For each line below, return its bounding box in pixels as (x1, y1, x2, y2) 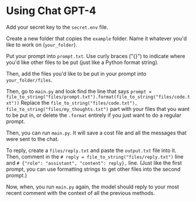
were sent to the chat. (6, 135, 59, 142)
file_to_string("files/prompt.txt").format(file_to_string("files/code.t (6, 94, 191, 100)
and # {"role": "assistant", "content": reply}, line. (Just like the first (6, 159, 182, 166)
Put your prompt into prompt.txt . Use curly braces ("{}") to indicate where (6, 52, 185, 59)
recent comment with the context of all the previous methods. (6, 189, 156, 196)
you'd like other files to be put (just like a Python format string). (6, 59, 159, 66)
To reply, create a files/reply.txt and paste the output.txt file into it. (6, 147, 177, 154)
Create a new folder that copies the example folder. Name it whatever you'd (6, 35, 187, 42)
